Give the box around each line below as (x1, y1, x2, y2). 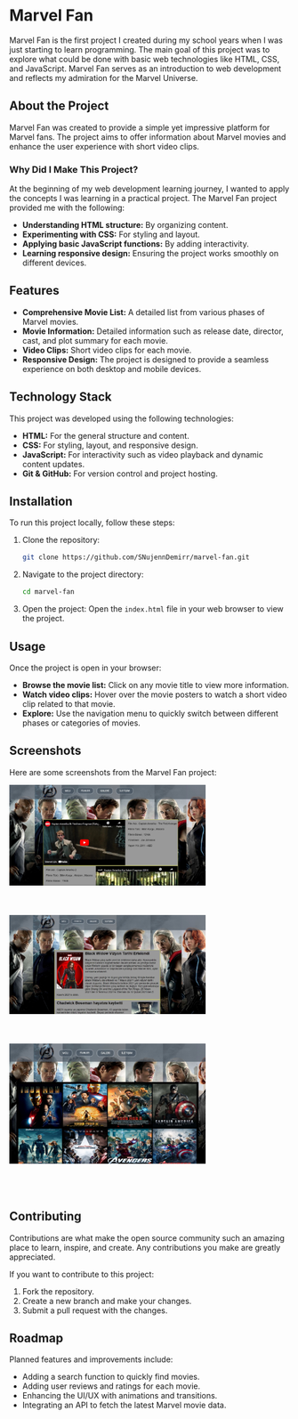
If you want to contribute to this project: (9, 1269, 154, 1279)
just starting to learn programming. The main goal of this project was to (9, 44, 270, 54)
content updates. (21, 458, 85, 469)
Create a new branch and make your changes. (21, 1295, 192, 1306)
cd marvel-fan (21, 588, 75, 596)
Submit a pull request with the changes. (21, 1305, 168, 1316)
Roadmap (9, 1331, 64, 1346)
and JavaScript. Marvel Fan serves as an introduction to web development (9, 63, 282, 74)
